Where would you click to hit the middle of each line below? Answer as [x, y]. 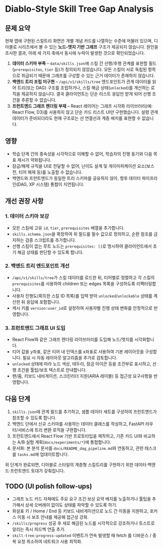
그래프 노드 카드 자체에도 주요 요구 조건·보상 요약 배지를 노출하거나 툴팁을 [81, 499]
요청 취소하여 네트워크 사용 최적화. [50, 541]
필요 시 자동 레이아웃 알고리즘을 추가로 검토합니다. [70, 358]
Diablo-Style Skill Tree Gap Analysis [80, 9]
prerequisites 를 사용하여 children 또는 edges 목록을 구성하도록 [73, 283]
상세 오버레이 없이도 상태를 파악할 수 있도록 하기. [71, 505]
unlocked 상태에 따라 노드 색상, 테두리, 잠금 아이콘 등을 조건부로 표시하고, [82, 364]
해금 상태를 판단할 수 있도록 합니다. [50, 252]
